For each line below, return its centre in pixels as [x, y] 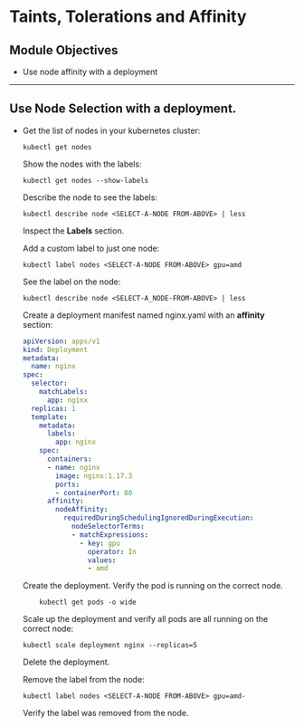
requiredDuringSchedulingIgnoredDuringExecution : [158, 518]
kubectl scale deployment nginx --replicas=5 [109, 646]
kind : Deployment [55, 349]
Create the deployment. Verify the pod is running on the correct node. [152, 586]
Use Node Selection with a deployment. [123, 109]
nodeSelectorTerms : [108, 527]
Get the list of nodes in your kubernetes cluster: [111, 130]
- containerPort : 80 [94, 493]
